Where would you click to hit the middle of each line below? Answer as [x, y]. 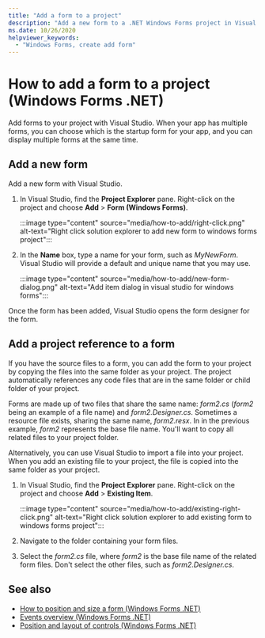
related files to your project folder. [64, 437]
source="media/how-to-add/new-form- [165, 279]
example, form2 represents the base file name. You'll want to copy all [121, 429]
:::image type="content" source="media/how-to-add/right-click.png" [132, 222]
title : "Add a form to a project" [65, 15]
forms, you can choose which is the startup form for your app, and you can [131, 131]
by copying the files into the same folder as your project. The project [120, 371]
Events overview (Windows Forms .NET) [85, 617]
